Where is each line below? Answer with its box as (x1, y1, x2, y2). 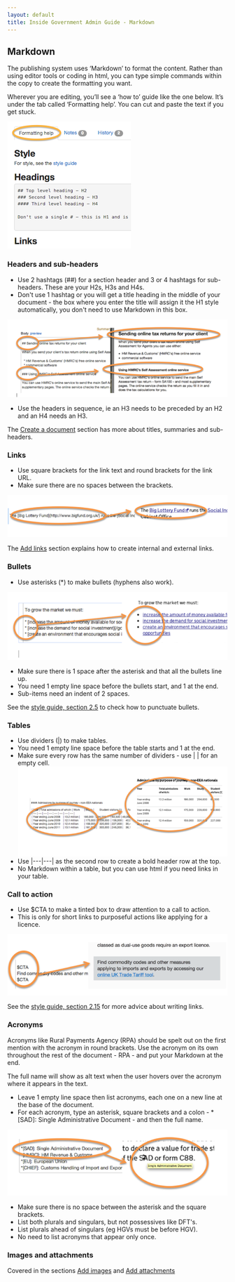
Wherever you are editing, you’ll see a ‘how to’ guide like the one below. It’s (7, 93, 224, 101)
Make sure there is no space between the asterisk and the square (17, 1203, 206, 1211)
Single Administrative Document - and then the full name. (38, 1115, 204, 1123)
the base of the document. (17, 1100, 94, 1109)
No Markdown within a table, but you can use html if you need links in (17, 864, 218, 873)
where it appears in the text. (7, 1079, 89, 1088)
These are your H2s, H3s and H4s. (44, 283, 145, 291)
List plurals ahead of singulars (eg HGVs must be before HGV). (17, 1225, 198, 1234)
